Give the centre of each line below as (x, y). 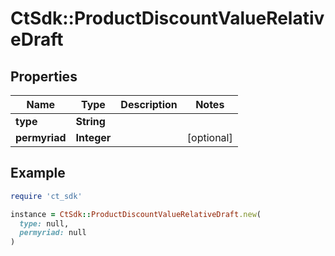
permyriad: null (53, 233)
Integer (93, 137)
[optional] (209, 137)
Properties (44, 76)
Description (149, 104)
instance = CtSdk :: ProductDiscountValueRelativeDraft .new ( (136, 214)
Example (38, 173)
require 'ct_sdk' (46, 196)
